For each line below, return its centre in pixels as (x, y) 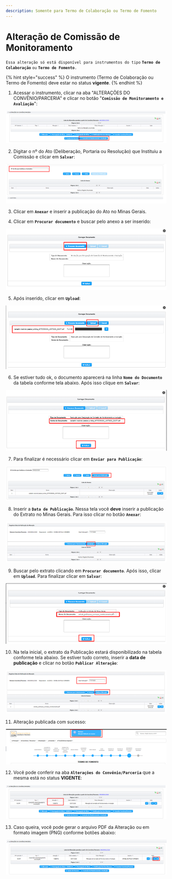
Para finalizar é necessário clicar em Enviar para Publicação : (78, 459)
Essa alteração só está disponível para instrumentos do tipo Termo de (83, 62)
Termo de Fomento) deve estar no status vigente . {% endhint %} (74, 82)
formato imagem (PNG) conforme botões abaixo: (65, 833)
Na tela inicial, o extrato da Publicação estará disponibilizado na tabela (88, 652)
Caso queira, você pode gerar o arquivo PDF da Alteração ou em (81, 827)
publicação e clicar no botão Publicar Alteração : (65, 663)
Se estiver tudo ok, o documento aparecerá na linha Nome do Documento (88, 377)
